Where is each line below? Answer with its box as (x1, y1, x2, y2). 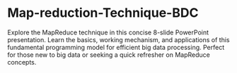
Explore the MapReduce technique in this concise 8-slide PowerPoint (7, 28, 209, 36)
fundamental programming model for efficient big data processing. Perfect (7, 43, 225, 51)
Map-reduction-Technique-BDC (7, 5, 199, 21)
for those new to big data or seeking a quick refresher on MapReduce (7, 51, 210, 59)
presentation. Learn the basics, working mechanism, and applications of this (7, 35, 230, 44)
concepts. (7, 58, 37, 66)
